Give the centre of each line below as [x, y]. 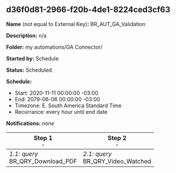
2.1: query [97, 153]
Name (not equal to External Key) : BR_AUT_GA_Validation [76, 24]
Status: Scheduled [29, 70]
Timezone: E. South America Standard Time [68, 105]
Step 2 [117, 137]
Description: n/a [26, 36]
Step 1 [43, 137]
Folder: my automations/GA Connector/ [54, 47]
